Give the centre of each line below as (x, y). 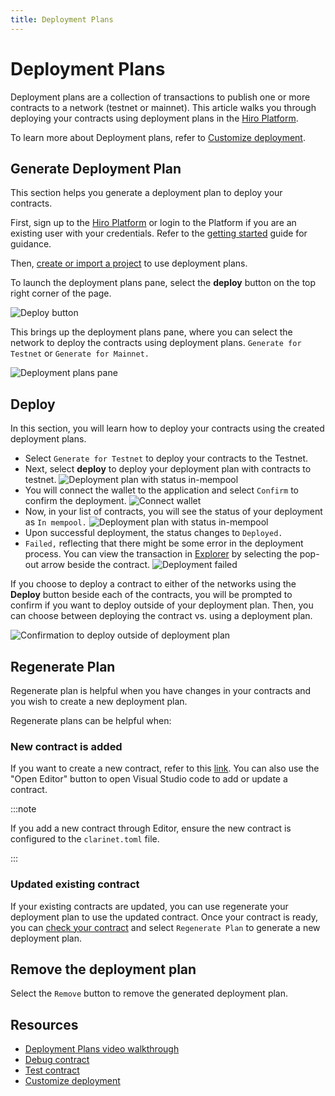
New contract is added (66, 746)
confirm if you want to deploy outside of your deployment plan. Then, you (162, 605)
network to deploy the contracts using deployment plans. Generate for (156, 343)
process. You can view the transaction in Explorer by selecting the (161, 554)
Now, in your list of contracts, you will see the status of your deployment (173, 512)
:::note (23, 809)
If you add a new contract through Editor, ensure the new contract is (151, 828)
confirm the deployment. (75, 501)
